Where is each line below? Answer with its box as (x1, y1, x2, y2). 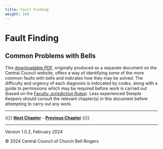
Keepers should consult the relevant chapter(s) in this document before (5, 96, 148, 101)
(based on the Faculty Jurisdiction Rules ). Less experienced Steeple (5, 90, 142, 96)
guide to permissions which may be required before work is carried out (5, 85, 147, 91)
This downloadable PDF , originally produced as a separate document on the (5, 65, 157, 70)
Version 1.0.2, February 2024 (5, 129, 63, 134)
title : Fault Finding (5, 7, 49, 12)
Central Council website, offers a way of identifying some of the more (5, 70, 144, 76)
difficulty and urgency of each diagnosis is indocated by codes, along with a (5, 80, 158, 86)
